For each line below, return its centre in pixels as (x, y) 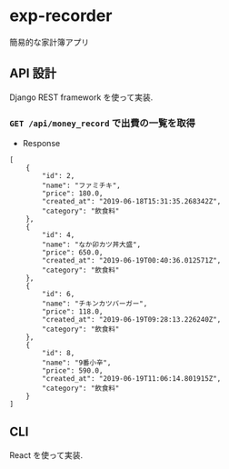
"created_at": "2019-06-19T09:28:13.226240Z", (132, 320)
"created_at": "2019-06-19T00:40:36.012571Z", (132, 261)
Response (41, 144)
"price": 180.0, (73, 194)
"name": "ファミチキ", (81, 186)
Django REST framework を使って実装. (81, 97)
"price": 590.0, (73, 371)
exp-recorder (61, 16)
